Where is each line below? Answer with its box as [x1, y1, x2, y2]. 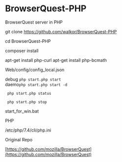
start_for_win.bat [5, 108, 39, 114]
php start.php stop [7, 99, 48, 105]
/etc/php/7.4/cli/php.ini [5, 127, 51, 133]
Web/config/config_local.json [5, 67, 65, 73]
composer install [5, 48, 39, 54]
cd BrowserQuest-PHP [5, 38, 51, 44]
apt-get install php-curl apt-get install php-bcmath [5, 57, 107, 63]
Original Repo [5, 136, 33, 142]
